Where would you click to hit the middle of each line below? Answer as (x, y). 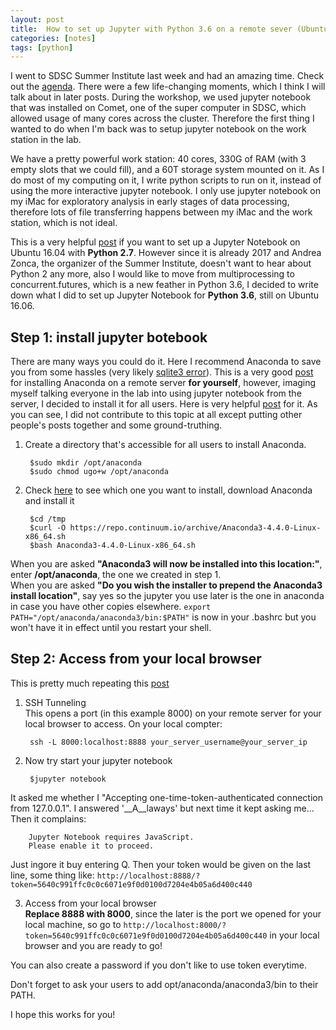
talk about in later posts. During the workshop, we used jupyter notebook (161, 97)
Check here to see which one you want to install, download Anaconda (168, 490)
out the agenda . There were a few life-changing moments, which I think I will (168, 87)
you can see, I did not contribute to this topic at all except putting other (156, 415)
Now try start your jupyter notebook (98, 760)
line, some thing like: (52, 875)
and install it (49, 501)
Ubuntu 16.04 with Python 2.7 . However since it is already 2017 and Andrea (166, 253)
